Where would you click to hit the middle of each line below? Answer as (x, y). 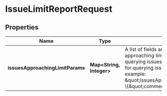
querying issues (144, 62)
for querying (139, 68)
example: (136, 74)
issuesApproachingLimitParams (46, 68)
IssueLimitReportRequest (59, 9)
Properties (22, 27)
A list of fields (141, 49)
